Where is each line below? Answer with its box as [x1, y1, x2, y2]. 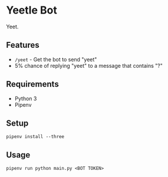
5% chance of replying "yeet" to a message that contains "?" [14, 62, 163, 69]
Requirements [6, 79, 59, 89]
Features [6, 40, 39, 50]
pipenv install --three [6, 134, 65, 140]
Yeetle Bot [6, 4, 57, 17]
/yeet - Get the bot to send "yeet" [14, 55, 97, 63]
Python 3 [14, 95, 37, 102]
